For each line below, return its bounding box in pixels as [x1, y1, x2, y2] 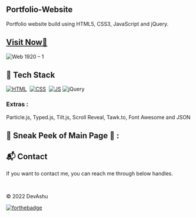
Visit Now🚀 [6, 38, 48, 48]
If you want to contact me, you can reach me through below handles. [6, 170, 174, 177]
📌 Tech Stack [6, 70, 55, 80]
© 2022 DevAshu [6, 192, 48, 199]
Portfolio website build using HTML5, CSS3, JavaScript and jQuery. [6, 20, 169, 27]
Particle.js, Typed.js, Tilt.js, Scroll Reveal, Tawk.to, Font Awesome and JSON [6, 113, 191, 121]
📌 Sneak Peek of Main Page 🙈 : [6, 131, 119, 141]
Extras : [6, 100, 29, 108]
